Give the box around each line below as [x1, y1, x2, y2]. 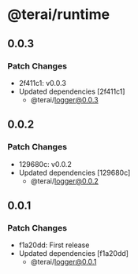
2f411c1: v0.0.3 [18, 78, 66, 87]
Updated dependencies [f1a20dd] [18, 249, 129, 258]
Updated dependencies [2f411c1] [18, 87, 125, 96]
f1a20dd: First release [18, 240, 90, 250]
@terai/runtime [7, 6, 110, 24]
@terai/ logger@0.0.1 [30, 257, 97, 267]
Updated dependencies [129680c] [18, 168, 131, 177]
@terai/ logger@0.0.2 [30, 176, 99, 186]
